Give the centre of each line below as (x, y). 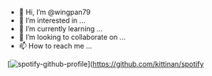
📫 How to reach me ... (55, 46)
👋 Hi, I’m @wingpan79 (55, 12)
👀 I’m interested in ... (52, 20)
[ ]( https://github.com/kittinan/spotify (106, 64)
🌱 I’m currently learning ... (61, 29)
